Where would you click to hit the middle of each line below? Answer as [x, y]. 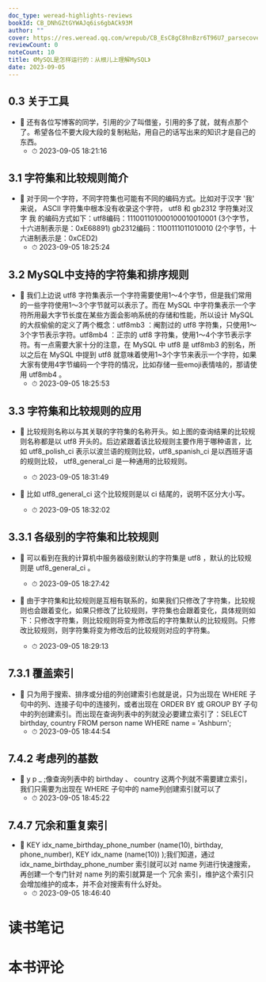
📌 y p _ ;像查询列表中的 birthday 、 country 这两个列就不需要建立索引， [135, 779]
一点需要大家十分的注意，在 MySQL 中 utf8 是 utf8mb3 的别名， [145, 345]
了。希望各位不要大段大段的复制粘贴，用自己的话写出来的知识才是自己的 [137, 132]
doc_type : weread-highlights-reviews [70, 15]
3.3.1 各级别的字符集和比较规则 [84, 537]
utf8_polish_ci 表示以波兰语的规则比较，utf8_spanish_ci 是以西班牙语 [141, 451]
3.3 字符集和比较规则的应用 [75, 410]
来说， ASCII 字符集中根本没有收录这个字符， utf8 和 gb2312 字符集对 [133, 209]
